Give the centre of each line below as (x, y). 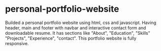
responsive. (17, 43)
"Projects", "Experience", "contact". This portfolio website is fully (71, 38)
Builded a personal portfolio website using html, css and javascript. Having (81, 23)
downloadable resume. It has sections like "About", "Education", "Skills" (78, 33)
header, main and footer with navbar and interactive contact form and (76, 27)
